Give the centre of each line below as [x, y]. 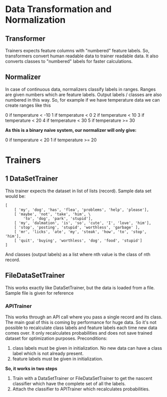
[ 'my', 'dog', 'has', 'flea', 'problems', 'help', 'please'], [82, 210]
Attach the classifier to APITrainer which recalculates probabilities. [81, 389]
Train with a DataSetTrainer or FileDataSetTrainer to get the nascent [82, 378]
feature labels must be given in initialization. [58, 359]
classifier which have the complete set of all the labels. [69, 383]
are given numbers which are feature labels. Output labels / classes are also [83, 95]
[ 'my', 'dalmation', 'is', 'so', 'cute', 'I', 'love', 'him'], [83, 223]
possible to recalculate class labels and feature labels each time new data [81, 328]
